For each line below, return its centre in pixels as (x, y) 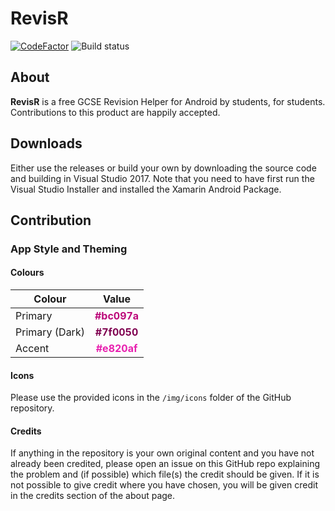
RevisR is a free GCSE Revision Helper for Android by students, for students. (168, 101)
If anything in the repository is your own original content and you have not (162, 453)
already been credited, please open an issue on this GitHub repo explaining (165, 464)
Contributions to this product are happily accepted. (115, 112)
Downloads (46, 143)
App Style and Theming (69, 249)
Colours (27, 273)
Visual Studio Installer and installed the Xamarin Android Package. (146, 189)
